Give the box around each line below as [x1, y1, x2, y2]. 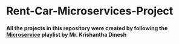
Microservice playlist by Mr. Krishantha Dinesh [6, 31, 127, 38]
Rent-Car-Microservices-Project [6, 4, 174, 18]
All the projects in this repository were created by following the [6, 24, 168, 31]
